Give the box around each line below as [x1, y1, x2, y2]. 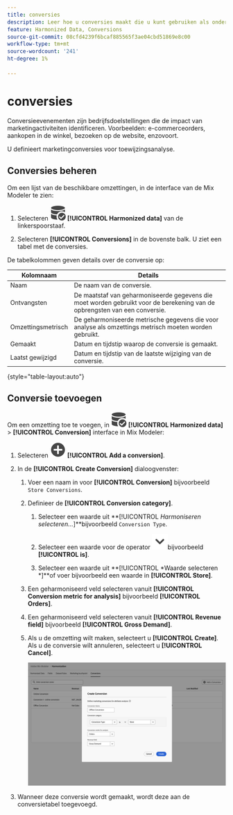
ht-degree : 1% [7, 56, 49, 63]
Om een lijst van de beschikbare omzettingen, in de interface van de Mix [7, 183, 214, 191]
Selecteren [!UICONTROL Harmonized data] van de [17, 214, 184, 222]
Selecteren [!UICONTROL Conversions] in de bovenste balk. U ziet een [17, 235, 222, 243]
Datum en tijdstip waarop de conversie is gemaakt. [74, 340, 218, 348]
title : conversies [7, 11, 60, 18]
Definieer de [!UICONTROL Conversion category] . [27, 498, 173, 507]
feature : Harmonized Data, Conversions [7, 26, 123, 33]
